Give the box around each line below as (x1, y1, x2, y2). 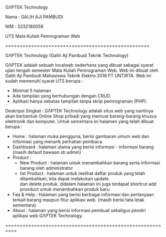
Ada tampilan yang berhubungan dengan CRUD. (12, 93, 111, 99)
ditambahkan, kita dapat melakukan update (19, 176, 109, 181)
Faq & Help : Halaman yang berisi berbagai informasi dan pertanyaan (12, 192, 155, 197)
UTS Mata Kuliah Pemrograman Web (5, 33, 80, 39)
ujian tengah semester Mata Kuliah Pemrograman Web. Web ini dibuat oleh (5, 67, 159, 73)
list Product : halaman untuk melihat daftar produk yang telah (19, 170, 146, 176)
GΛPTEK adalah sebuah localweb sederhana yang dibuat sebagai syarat (5, 62, 154, 68)
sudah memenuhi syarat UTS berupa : (5, 78, 83, 84)
